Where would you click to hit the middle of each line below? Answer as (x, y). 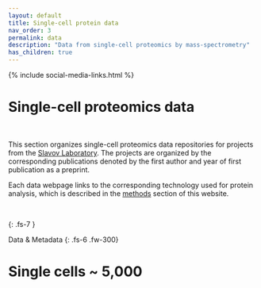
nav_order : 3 (30, 30)
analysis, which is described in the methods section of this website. (119, 193)
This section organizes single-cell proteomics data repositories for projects (131, 144)
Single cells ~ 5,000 (75, 272)
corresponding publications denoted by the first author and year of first (125, 161)
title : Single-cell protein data (63, 23)
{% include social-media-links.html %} (71, 75)
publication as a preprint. (49, 169)
